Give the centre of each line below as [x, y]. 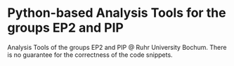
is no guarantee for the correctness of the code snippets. [90, 55]
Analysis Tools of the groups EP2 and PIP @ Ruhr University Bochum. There [117, 47]
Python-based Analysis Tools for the [117, 13]
